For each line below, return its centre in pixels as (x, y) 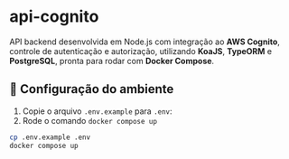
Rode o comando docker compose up (90, 120)
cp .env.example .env (50, 137)
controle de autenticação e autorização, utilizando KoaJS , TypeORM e (141, 51)
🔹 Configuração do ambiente (92, 89)
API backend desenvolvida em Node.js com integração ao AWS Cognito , (144, 42)
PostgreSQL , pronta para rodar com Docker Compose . (112, 61)
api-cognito (54, 17)
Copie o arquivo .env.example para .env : (98, 111)
